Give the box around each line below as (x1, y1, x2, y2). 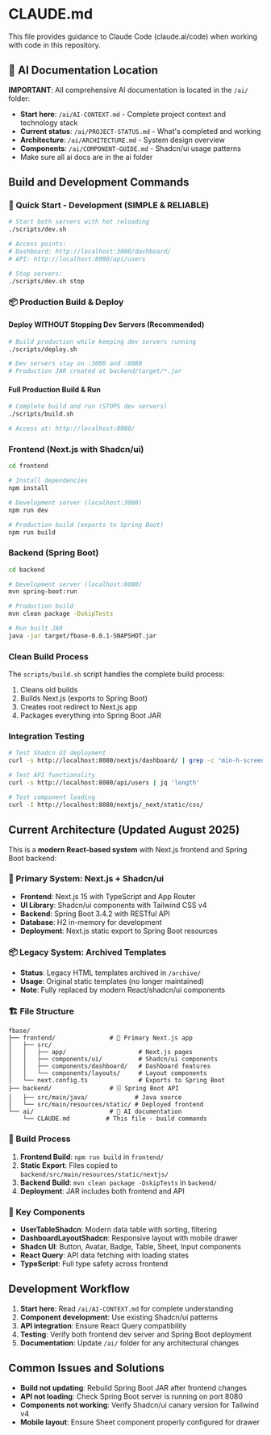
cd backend (8, 566, 45, 574)
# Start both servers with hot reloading (8, 218, 150, 226)
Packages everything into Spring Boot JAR (19, 711, 161, 721)
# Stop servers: (8, 270, 63, 278)
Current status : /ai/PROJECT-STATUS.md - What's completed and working (19, 126, 261, 136)
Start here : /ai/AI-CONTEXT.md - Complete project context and (19, 109, 227, 119)
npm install (8, 484, 48, 492)
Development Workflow (8, 1282, 131, 1296)
